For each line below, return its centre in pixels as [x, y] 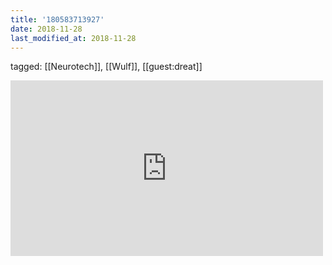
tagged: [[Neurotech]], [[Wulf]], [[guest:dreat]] [106, 67]
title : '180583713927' [57, 19]
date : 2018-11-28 [46, 29]
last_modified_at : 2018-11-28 [73, 38]
